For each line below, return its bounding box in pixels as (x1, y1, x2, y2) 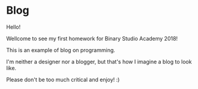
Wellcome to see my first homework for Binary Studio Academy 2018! (6, 35, 178, 42)
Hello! (6, 23, 21, 30)
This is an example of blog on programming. (6, 46, 116, 54)
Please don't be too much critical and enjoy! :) (6, 76, 120, 83)
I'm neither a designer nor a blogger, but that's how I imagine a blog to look (6, 58, 192, 65)
